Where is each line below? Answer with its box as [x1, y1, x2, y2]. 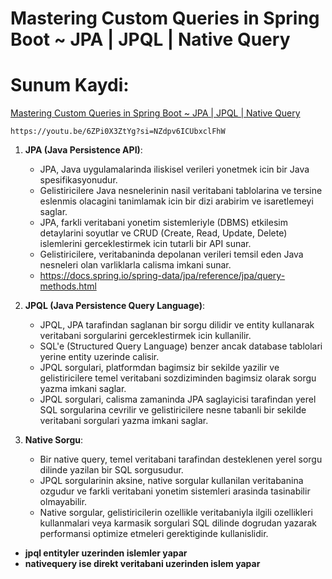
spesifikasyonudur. [39, 174, 118, 186]
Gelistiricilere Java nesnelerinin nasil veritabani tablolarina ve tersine [39, 185, 323, 197]
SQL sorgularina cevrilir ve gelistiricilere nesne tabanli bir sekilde [39, 404, 307, 416]
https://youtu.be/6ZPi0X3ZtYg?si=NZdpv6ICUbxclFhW [10, 127, 226, 137]
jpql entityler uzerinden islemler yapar [24, 547, 188, 559]
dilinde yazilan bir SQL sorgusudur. [39, 464, 184, 476]
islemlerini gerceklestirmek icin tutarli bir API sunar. [39, 238, 252, 250]
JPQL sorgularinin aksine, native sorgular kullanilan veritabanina [39, 475, 304, 487]
